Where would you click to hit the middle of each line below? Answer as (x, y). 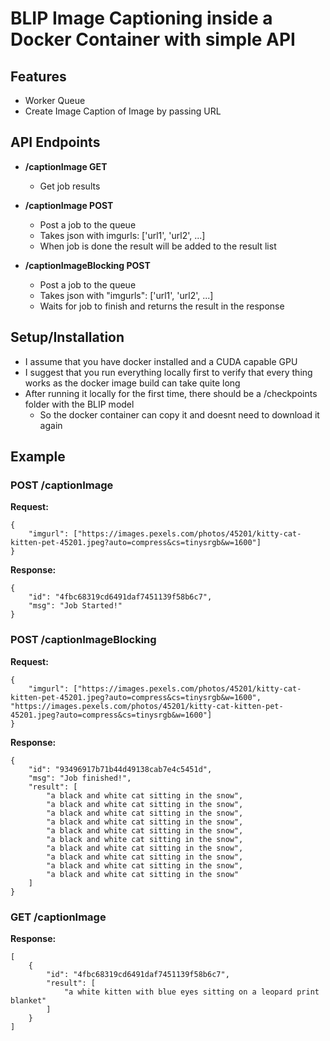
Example (38, 457)
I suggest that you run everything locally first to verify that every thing (168, 372)
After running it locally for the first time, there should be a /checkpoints (171, 393)
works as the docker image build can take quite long (132, 383)
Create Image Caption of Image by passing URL (123, 111)
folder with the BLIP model (79, 404)
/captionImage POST (69, 205)
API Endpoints (55, 142)
